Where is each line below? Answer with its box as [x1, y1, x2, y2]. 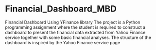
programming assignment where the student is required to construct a [5, 24, 146, 30]
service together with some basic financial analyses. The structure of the [5, 35, 152, 40]
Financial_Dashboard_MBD [5, 3, 117, 14]
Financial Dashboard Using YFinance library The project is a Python [5, 19, 140, 25]
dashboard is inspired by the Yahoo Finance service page [5, 39, 121, 45]
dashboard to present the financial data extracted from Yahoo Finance [5, 29, 146, 35]
